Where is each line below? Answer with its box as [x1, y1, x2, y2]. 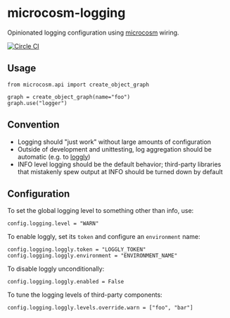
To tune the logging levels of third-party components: [7, 291, 163, 299]
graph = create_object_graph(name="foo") [7, 93, 131, 100]
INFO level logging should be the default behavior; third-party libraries [17, 160, 222, 169]
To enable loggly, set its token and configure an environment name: [7, 233, 200, 241]
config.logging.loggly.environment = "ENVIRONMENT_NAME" [7, 252, 178, 259]
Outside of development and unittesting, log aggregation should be [17, 145, 212, 153]
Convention [7, 118, 60, 131]
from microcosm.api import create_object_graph [7, 81, 150, 88]
